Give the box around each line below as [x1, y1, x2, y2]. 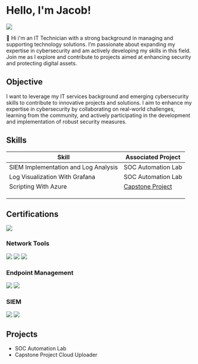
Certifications [6, 209, 59, 219]
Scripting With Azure [9, 182, 67, 190]
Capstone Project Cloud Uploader [14, 352, 98, 359]
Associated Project [125, 153, 181, 161]
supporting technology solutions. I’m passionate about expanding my [6, 40, 175, 48]
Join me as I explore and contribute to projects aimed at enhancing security [6, 53, 191, 60]
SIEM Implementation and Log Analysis [9, 163, 118, 171]
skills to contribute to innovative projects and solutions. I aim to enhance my [6, 99, 192, 106]
